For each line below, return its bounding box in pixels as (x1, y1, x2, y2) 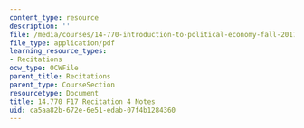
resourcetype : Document (9, 88, 100, 97)
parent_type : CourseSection (9, 80, 116, 89)
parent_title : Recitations (9, 72, 111, 81)
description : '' (9, 22, 71, 31)
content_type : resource (9, 13, 100, 23)
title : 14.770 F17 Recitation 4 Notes (9, 96, 156, 106)
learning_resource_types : (9, 47, 107, 56)
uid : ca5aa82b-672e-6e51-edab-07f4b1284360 (9, 105, 176, 114)
